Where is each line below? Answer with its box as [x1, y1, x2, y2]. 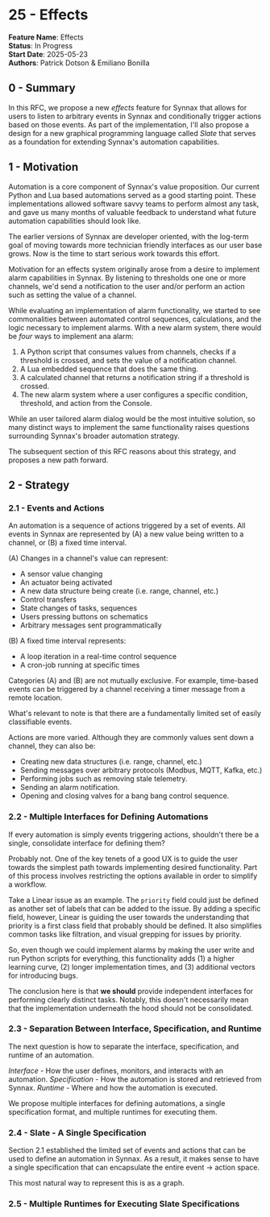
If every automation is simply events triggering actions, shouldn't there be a [8, 830, 260, 839]
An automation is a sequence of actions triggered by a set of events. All [8, 521, 246, 531]
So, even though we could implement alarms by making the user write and [8, 945, 255, 954]
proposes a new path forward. [8, 455, 109, 465]
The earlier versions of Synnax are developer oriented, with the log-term [8, 231, 249, 241]
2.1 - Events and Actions [8, 502, 105, 513]
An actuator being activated [19, 577, 113, 587]
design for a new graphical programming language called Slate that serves [8, 128, 256, 138]
